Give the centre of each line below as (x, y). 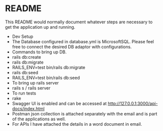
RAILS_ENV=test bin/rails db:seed (46, 78)
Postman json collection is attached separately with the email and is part (85, 114)
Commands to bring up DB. (39, 52)
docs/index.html (28, 108)
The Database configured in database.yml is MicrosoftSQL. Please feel (83, 41)
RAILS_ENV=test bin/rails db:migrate (49, 67)
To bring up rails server (36, 82)
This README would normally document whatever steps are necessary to (79, 22)
